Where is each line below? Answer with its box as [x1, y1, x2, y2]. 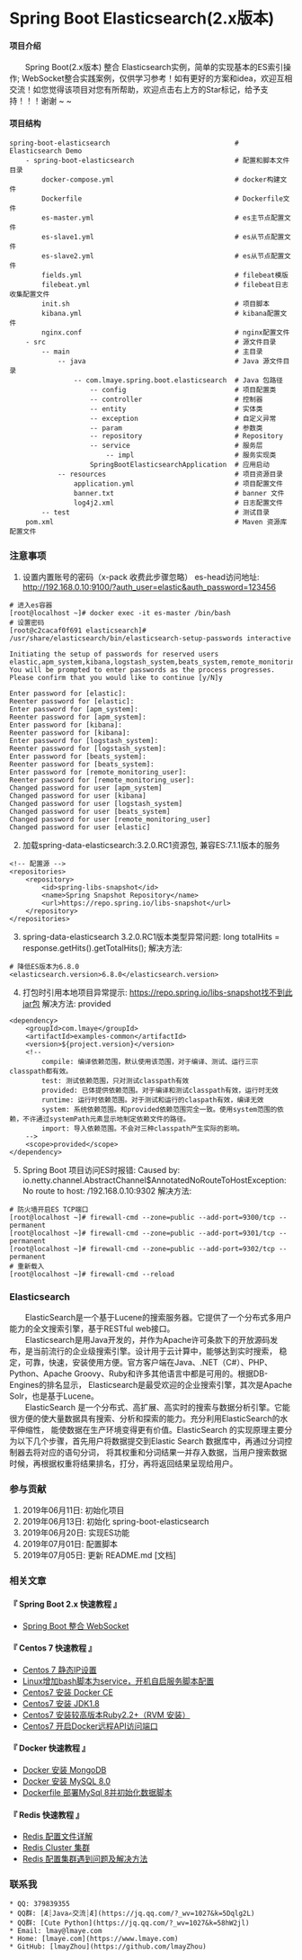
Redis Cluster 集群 [22, 1842, 91, 1853]
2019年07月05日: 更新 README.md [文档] [22, 1550, 177, 1561]
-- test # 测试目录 [41, 507, 270, 517]
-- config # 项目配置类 [89, 385, 277, 394]
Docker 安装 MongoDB [22, 1765, 107, 1776]
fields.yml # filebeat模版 [41, 271, 289, 280]
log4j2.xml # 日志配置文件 [73, 498, 283, 507]
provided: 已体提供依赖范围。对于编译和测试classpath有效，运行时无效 [41, 1086, 279, 1095]
